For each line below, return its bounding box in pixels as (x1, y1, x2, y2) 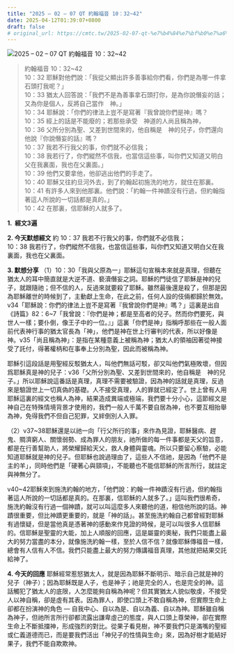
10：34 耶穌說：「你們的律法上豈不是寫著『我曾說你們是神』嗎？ (24, 108, 208, 117)
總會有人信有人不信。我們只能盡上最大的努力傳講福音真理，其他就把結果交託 (7, 546, 227, 555)
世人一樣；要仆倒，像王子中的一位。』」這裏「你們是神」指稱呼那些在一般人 (7, 318, 221, 327)
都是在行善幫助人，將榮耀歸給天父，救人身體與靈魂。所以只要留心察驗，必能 (7, 444, 227, 452)
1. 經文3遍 (7, 219, 38, 228)
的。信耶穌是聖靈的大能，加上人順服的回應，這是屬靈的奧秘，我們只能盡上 (7, 528, 221, 537)
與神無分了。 (7, 470, 44, 479)
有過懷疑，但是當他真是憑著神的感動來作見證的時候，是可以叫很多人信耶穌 (7, 520, 221, 528)
